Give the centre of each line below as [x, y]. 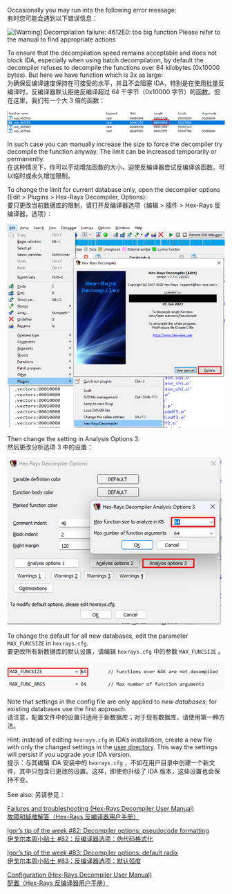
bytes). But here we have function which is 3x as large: [85, 75]
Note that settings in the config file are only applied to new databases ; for [112, 701]
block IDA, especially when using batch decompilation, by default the [105, 60]
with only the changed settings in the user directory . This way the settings [113, 747]
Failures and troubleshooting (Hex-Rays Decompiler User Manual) [101, 808]
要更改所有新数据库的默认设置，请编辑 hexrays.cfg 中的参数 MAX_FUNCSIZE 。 [116, 652]
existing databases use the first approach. [67, 708]
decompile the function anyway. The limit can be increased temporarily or [112, 152]
